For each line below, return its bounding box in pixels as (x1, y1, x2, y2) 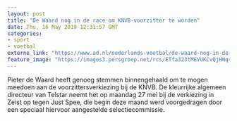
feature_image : (7, 56, 52, 63)
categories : (7, 30, 42, 37)
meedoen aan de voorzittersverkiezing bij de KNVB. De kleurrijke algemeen (7, 82, 226, 91)
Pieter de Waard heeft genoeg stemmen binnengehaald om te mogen (7, 75, 208, 84)
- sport (7, 37, 30, 44)
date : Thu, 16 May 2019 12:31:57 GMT (7, 23, 119, 30)
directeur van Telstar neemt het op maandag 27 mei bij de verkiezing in (7, 90, 214, 98)
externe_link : (7, 50, 49, 57)
